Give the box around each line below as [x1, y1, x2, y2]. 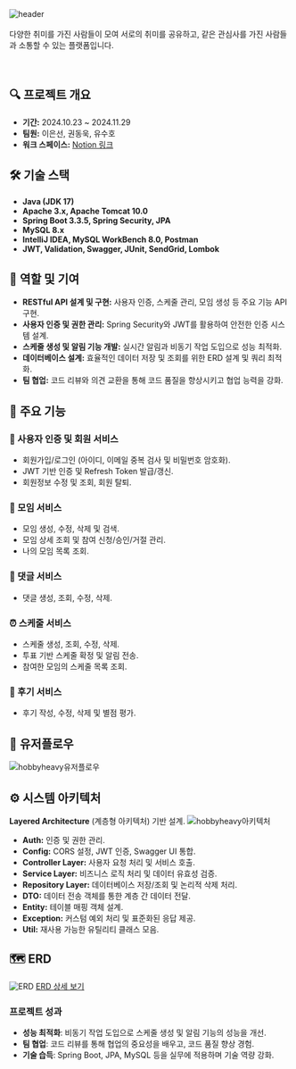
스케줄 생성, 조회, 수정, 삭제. [21, 639, 120, 650]
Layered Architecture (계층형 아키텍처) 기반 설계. [9, 815, 185, 826]
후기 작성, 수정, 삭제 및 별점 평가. [21, 707, 136, 718]
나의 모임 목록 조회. [21, 546, 89, 556]
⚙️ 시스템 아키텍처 [9, 790, 102, 806]
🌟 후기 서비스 [9, 685, 62, 697]
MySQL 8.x [21, 224, 65, 235]
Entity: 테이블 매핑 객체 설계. [21, 901, 124, 912]
